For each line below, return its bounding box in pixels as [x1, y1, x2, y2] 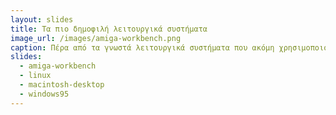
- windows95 [19, 89, 70, 99]
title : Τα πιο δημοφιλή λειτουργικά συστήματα [10, 24, 208, 34]
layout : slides [10, 14, 74, 25]
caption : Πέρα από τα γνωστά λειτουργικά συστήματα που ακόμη [10, 42, 275, 53]
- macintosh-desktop [19, 80, 105, 90]
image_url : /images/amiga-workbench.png [10, 33, 182, 43]
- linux [19, 71, 52, 81]
